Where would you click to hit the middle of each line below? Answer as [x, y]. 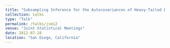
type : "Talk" [19, 19]
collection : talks [25, 14]
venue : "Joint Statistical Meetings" [45, 28]
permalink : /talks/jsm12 [31, 24]
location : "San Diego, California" [43, 38]
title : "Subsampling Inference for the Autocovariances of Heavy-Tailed [83, 10]
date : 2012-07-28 [24, 33]
